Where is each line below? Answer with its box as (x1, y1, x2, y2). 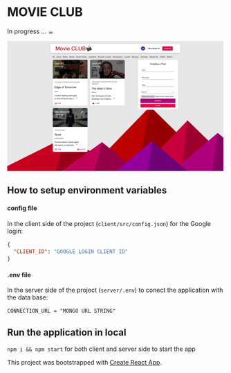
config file (7, 204, 37, 212)
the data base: (7, 293, 48, 302)
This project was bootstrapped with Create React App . (7, 358, 163, 367)
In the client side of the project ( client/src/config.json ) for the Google (7, 219, 212, 227)
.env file (7, 270, 31, 279)
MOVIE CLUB (7, 4, 83, 20)
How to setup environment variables (7, 184, 167, 196)
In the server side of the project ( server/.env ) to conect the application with (7, 286, 223, 295)
